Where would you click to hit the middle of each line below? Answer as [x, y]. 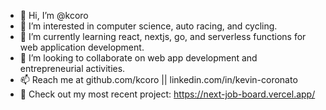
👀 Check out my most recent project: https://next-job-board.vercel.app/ [167, 94]
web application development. [82, 47]
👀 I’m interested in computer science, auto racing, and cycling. [148, 26]
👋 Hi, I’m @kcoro [54, 15]
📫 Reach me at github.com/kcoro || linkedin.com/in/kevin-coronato [158, 79]
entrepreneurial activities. [72, 68]
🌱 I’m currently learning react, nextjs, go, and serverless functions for [163, 36]
